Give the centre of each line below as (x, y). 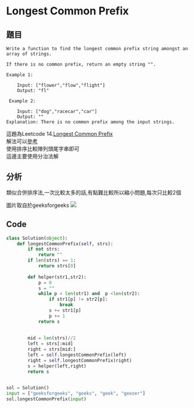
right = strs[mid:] (52, 349)
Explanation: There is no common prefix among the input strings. (90, 122)
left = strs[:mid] (50, 344)
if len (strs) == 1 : (52, 261)
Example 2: (22, 101)
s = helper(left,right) (57, 366)
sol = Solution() (28, 388)
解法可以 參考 (22, 141)
